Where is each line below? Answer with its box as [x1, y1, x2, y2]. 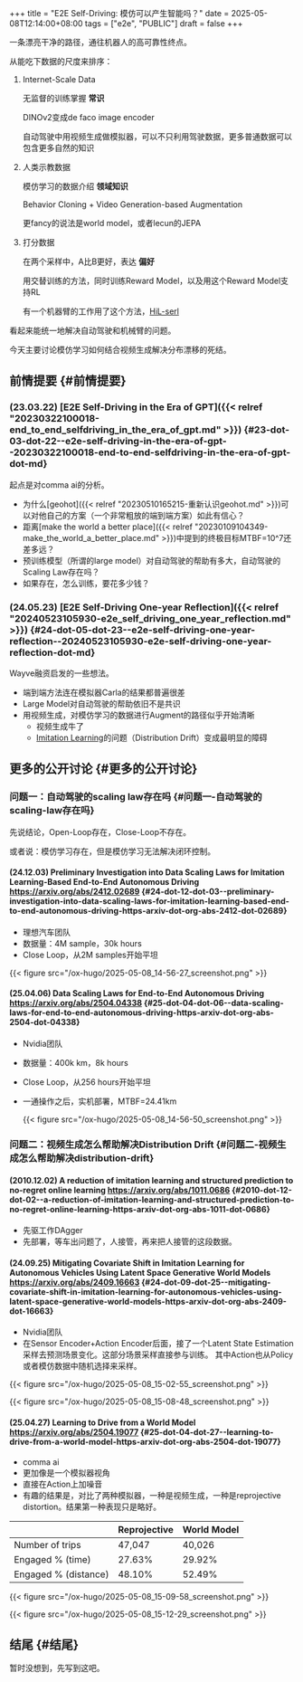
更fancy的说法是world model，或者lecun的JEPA [22, 218, 202, 228]
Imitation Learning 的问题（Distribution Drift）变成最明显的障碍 [35, 732, 269, 743]
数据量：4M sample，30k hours [22, 937, 142, 948]
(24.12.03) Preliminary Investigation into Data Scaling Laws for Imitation [9, 867, 285, 878]
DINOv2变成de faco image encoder [22, 112, 156, 122]
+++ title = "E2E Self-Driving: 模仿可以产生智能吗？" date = [9, 8, 230, 18]
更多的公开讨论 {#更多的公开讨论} [9, 761, 198, 776]
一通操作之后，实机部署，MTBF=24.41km [22, 1096, 177, 1107]
